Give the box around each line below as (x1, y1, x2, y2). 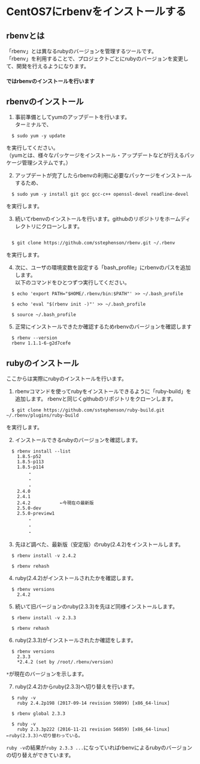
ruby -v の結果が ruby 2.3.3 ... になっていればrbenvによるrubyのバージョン (6, 744, 193, 751)
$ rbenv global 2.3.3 (11, 711, 66, 717)
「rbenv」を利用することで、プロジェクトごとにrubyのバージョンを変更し (6, 55, 189, 62)
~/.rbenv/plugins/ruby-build (6, 413, 79, 419)
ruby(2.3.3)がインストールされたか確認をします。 (14, 636, 137, 644)
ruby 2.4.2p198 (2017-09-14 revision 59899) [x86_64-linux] (17, 701, 170, 707)
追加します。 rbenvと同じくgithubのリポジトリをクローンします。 (14, 395, 177, 402)
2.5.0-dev (17, 505, 42, 511)
